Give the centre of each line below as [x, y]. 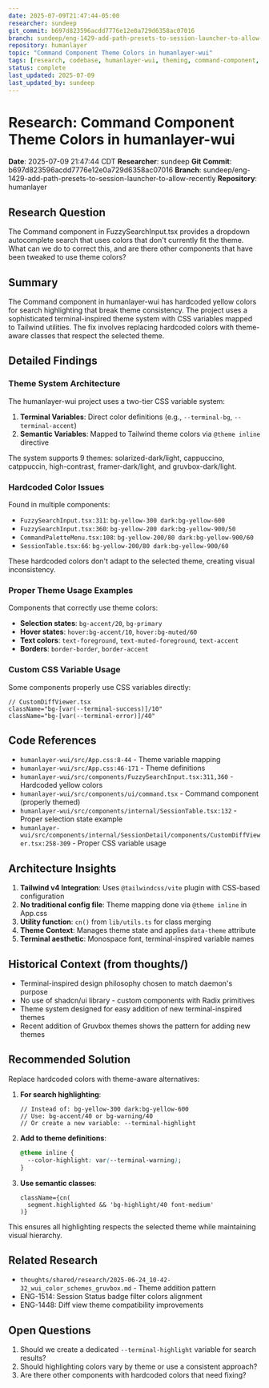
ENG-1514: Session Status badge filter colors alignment [111, 1297]
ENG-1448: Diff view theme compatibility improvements [112, 1305]
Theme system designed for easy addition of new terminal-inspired [131, 1009]
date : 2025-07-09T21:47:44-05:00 [64, 16]
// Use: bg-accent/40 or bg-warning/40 [86, 1116]
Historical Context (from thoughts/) [98, 964]
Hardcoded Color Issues [56, 487]
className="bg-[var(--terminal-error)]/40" [82, 716]
